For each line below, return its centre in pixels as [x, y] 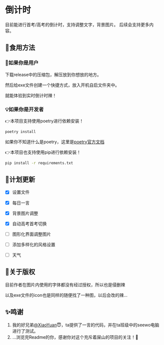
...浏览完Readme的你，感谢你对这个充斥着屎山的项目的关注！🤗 [75, 337]
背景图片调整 [25, 213]
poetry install [21, 132]
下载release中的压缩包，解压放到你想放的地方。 [53, 75]
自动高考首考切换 [29, 223]
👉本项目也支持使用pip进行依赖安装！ [43, 152]
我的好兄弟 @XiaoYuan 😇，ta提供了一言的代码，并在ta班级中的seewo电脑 [86, 325]
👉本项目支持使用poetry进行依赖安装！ [45, 121]
